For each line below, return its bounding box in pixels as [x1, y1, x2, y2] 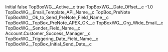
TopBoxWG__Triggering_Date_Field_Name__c [5, 36, 99, 41]
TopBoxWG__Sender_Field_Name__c [5, 25, 81, 31]
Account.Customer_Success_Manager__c [5, 30, 91, 36]
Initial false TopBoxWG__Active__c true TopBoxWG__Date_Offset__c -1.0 [5, 4, 153, 9]
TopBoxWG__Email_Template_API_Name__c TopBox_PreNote [5, 9, 130, 15]
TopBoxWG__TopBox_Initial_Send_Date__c [5, 41, 92, 47]
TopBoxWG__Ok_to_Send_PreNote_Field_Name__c [5, 14, 109, 20]
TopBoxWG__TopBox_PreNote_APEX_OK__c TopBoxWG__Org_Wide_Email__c [5, 20, 163, 25]
